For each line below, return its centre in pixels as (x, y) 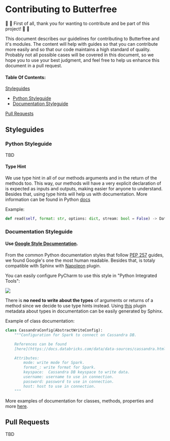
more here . (17, 406)
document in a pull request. (34, 65)
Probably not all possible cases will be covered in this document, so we (80, 55)
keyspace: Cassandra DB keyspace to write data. (77, 372)
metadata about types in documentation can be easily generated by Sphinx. (84, 311)
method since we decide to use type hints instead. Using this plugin (76, 306)
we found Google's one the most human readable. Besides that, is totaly (80, 260)
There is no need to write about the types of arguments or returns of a (79, 300)
